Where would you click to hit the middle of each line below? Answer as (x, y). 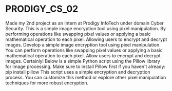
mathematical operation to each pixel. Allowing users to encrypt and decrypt (86, 39)
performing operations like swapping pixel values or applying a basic (78, 34)
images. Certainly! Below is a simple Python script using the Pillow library (83, 61)
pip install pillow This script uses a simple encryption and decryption (78, 72)
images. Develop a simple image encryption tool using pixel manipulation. (83, 44)
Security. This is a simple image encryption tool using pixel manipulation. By (85, 28)
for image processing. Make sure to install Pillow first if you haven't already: (85, 66)
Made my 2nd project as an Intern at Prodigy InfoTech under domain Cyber (84, 23)
